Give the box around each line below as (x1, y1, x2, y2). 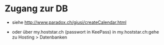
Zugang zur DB (4, 3, 68, 14)
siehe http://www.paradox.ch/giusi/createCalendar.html (11, 19, 127, 25)
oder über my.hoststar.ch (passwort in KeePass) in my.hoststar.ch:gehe (11, 29, 159, 35)
